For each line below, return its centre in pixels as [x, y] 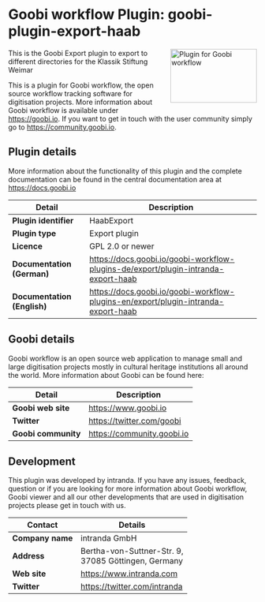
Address [28, 556]
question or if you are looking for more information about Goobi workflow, [128, 489]
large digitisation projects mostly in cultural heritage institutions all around [128, 366]
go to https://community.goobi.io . [62, 127]
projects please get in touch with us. [67, 506]
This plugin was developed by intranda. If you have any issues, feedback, [127, 480]
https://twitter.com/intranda [131, 587]
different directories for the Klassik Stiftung [78, 62]
